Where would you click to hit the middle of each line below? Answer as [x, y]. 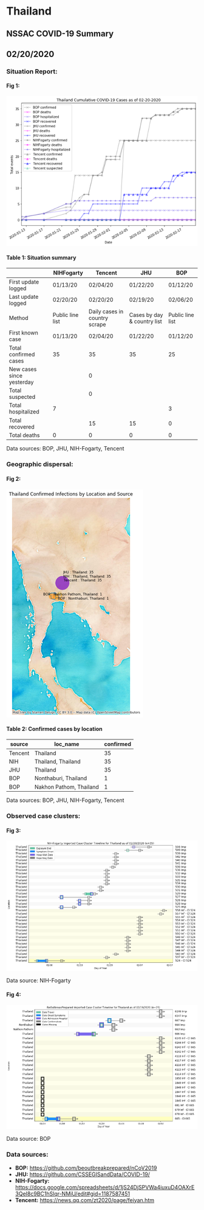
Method [19, 318]
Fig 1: [13, 86]
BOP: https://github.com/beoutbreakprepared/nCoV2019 [86, 1168]
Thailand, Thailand [57, 761]
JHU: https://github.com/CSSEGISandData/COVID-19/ [83, 1174]
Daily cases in [106, 311]
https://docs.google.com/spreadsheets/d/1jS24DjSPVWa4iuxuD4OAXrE [105, 1187]
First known [23, 333]
